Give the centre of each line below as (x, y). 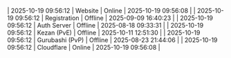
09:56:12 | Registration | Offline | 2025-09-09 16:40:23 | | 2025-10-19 (114, 18)
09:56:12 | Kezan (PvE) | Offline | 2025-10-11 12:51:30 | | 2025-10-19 (104, 32)
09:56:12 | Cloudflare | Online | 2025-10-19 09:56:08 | (84, 47)
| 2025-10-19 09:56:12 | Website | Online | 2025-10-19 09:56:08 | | (101, 11)
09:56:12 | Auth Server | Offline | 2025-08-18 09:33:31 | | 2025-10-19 (105, 25)
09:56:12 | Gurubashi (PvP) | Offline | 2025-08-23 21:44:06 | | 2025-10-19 (112, 40)
